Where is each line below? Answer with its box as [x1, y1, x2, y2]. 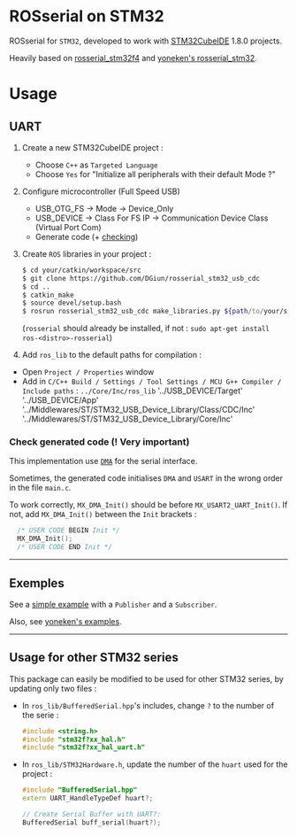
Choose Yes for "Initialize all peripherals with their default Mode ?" [34, 168, 276, 179]
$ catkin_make [21, 290, 74, 299]
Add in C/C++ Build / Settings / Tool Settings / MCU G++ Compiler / [21, 376, 282, 387]
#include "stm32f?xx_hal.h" [21, 735, 126, 744]
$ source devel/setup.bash [21, 298, 122, 307]
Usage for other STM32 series [9, 650, 179, 665]
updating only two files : [9, 683, 97, 693]
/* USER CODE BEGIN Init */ [17, 526, 121, 535]
